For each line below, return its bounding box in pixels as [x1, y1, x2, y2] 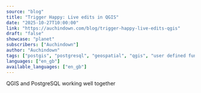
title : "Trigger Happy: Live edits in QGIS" [6, 14, 119, 20]
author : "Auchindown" [6, 47, 60, 53]
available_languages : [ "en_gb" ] [6, 63, 87, 70]
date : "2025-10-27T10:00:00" [6, 20, 79, 25]
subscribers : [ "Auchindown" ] [6, 42, 79, 48]
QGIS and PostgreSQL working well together [6, 80, 115, 87]
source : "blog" [6, 8, 44, 15]
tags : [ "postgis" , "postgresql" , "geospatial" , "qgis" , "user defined [6, 53, 186, 59]
